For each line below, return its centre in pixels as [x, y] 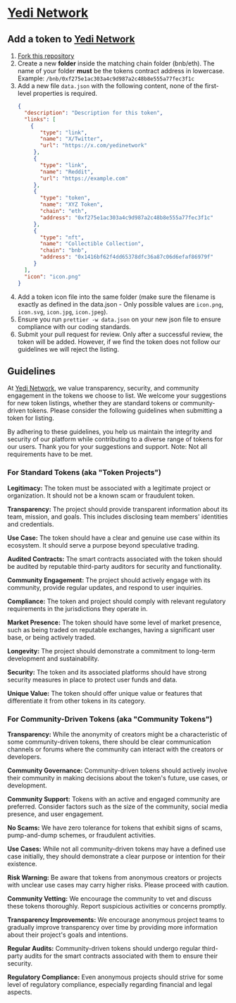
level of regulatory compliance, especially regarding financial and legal [110, 984]
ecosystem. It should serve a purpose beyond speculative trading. [103, 545]
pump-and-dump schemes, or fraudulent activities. [82, 835]
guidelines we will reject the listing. [68, 349]
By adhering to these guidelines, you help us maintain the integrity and [110, 432]
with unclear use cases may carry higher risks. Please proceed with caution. [118, 885]
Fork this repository [46, 56]
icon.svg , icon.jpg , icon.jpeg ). [62, 312]
